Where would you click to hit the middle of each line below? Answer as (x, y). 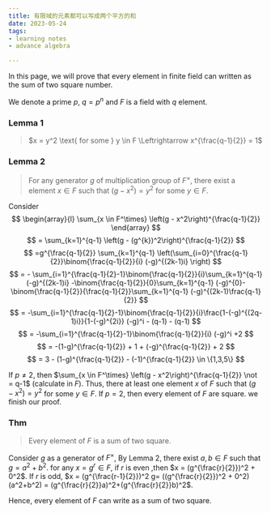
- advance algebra (39, 46)
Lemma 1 (26, 122)
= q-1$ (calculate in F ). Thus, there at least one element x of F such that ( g (132, 383)
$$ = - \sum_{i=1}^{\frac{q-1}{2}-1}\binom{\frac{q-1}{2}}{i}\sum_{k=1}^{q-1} (136, 274)
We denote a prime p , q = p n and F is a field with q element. (108, 101)
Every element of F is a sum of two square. (100, 440)
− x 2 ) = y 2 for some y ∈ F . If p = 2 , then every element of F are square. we (133, 392)
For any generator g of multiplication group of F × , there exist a (132, 180)
